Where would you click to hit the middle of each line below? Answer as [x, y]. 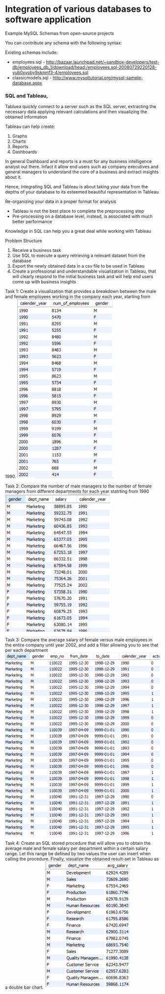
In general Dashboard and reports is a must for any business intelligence [79, 161]
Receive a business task [37, 250]
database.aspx [27, 83]
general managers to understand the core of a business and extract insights [82, 172]
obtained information [26, 117]
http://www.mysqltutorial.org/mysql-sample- [98, 78]
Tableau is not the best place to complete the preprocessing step [78, 211]
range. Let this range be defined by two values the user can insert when [78, 854]
